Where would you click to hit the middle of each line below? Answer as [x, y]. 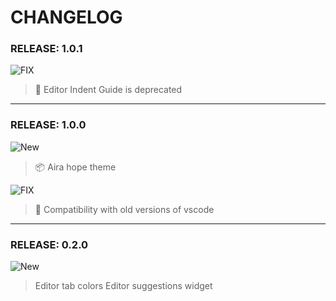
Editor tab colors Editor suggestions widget [123, 286]
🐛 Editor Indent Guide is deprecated [108, 90]
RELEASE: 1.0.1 [46, 49]
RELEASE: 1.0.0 [48, 125]
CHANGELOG [66, 17]
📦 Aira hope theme [75, 167]
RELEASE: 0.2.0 [49, 244]
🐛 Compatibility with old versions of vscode [124, 209]
